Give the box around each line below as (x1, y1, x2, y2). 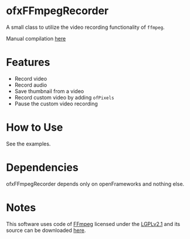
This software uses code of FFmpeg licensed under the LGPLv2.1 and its (6, 220, 181, 227)
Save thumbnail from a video (14, 87, 84, 95)
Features (6, 56, 50, 69)
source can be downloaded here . (6, 227, 86, 234)
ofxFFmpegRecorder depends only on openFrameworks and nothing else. (6, 180, 185, 187)
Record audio (14, 81, 48, 88)
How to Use (6, 121, 63, 134)
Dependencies (6, 161, 79, 174)
